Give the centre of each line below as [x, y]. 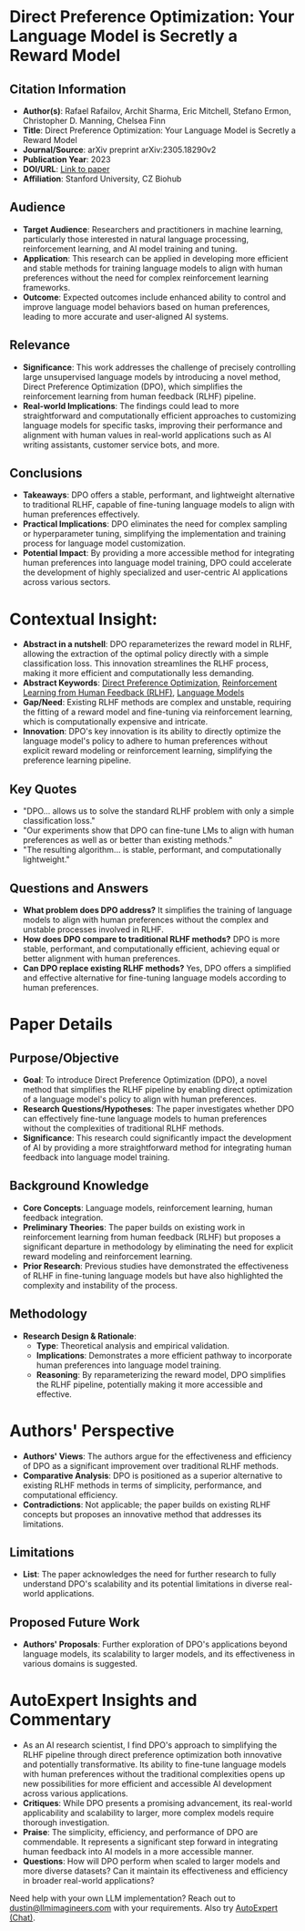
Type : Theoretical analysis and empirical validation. [133, 1345]
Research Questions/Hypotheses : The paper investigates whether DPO [158, 1109]
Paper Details [61, 1025]
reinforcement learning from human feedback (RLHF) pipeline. [139, 396]
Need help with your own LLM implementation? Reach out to [122, 1898]
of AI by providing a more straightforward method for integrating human [157, 1147]
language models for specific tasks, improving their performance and [152, 425]
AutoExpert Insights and [103, 1700]
